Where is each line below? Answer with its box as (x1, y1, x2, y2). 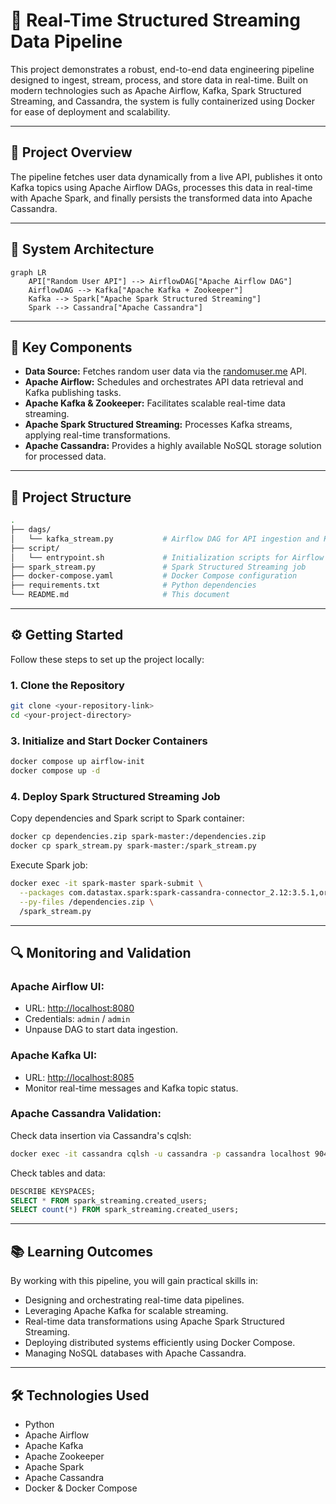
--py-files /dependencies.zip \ (19, 897, 155, 907)
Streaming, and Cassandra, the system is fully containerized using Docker (10, 95, 315, 107)
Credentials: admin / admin (24, 1013, 131, 1025)
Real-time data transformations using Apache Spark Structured (24, 1315, 285, 1328)
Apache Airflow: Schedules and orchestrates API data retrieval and (24, 376, 304, 388)
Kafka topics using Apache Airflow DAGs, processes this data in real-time (10, 181, 313, 193)
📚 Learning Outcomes (10, 1243, 154, 1260)
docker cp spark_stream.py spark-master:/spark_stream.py (10, 841, 257, 851)
